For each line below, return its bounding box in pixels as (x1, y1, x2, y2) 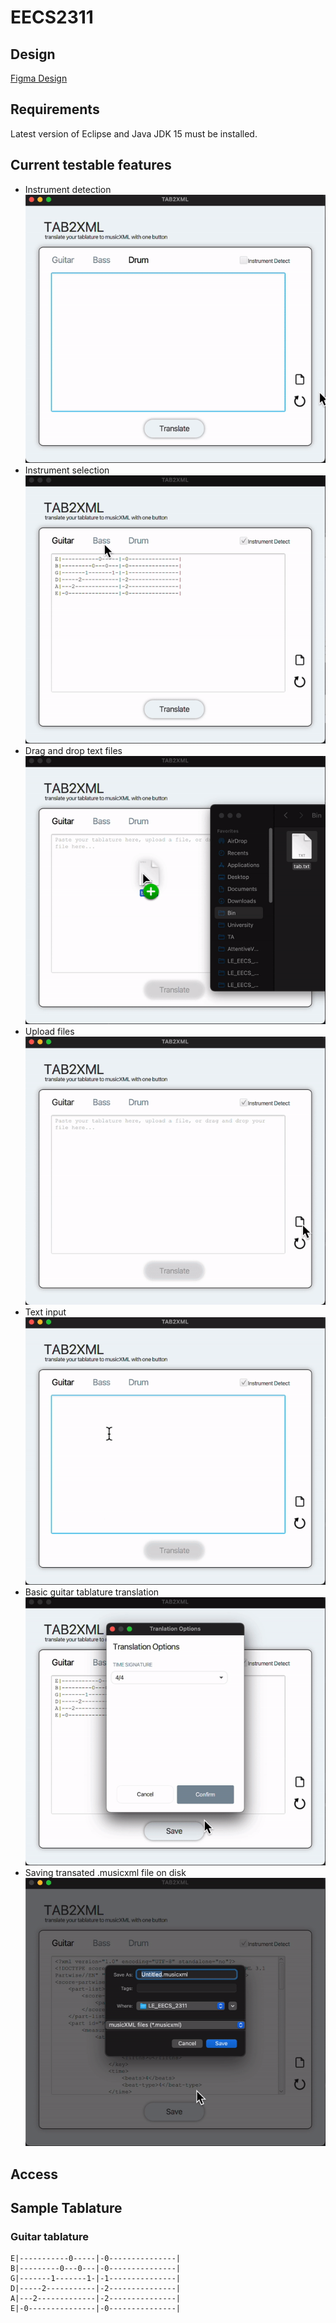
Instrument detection (24, 183, 112, 195)
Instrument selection (24, 464, 110, 476)
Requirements (10, 101, 100, 118)
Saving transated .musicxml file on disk (24, 1867, 187, 1879)
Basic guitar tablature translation (24, 1586, 160, 1598)
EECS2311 (10, 6, 94, 29)
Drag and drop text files (24, 744, 123, 756)
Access (10, 2166, 58, 2183)
